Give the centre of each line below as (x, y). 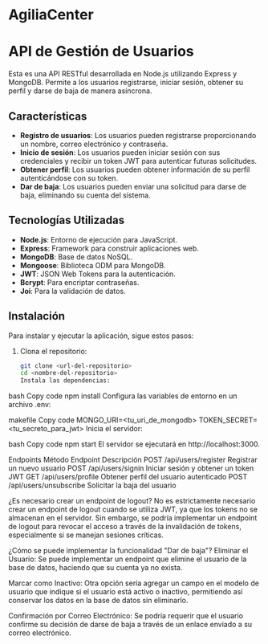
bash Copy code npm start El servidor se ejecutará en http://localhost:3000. (134, 444)
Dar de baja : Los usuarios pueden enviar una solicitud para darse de (133, 186)
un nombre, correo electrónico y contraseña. (94, 144)
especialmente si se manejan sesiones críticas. (86, 535)
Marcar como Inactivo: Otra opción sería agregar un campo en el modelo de (134, 583)
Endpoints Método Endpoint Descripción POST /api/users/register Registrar (133, 460)
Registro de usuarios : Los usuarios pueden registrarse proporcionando (138, 135)
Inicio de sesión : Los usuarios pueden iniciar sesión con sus (120, 152)
